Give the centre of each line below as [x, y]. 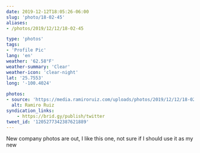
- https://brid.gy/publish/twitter [61, 116]
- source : [18, 100]
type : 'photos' [25, 39]
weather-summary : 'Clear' [38, 67]
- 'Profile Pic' [26, 50]
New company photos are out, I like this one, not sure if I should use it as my [100, 139]
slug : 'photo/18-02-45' [36, 17]
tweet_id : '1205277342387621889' [48, 122]
